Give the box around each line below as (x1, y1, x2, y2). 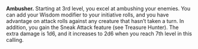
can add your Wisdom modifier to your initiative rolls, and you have (6, 11, 169, 18)
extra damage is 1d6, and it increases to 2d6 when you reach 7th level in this (6, 30, 192, 37)
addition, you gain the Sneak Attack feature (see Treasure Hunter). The (6, 24, 179, 31)
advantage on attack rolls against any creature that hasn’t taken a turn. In (6, 18, 184, 24)
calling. (6, 37, 24, 43)
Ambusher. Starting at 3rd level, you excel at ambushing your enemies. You (6, 5, 191, 12)
